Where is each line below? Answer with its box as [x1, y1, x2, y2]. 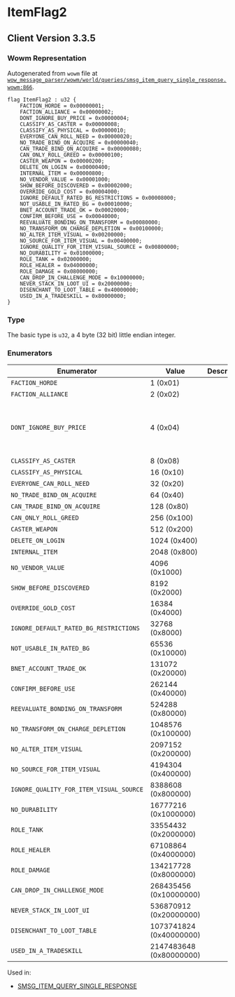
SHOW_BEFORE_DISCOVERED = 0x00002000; [20, 182, 133, 189]
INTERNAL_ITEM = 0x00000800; [20, 170, 105, 177]
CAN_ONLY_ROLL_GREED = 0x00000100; [20, 151, 124, 158]
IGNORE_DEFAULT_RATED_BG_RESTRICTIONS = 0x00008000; [20, 194, 177, 201]
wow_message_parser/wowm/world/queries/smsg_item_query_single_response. [7, 76, 227, 83]
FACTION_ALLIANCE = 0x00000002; [20, 108, 114, 116]
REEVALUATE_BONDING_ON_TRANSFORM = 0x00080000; [20, 219, 161, 226]
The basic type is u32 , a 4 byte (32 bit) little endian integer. [7, 331, 176, 339]
